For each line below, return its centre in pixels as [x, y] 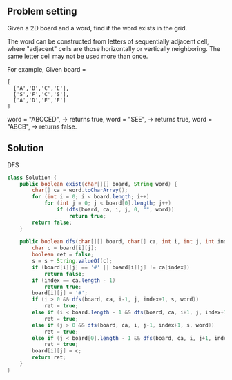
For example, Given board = [47, 69]
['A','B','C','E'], [41, 88]
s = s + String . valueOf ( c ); [72, 261]
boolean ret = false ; [63, 255]
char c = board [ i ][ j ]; [65, 248]
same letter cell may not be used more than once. [78, 56]
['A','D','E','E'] [40, 100]
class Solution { [32, 178]
